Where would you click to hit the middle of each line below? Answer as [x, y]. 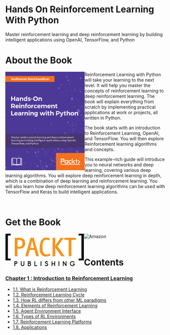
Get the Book [33, 222]
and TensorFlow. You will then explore [124, 138]
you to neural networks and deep [119, 165]
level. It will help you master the [117, 85]
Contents [104, 262]
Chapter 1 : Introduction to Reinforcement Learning [69, 278]
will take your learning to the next [119, 80]
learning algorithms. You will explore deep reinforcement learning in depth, [83, 175]
